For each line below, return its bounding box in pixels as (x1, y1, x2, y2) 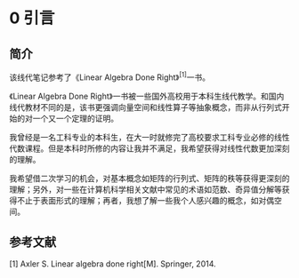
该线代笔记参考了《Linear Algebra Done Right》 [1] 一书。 (9, 70, 211, 83)
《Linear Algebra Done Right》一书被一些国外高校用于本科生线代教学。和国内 (9, 91, 285, 101)
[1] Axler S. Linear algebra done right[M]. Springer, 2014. (9, 258, 216, 269)
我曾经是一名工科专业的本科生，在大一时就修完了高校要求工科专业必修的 (9, 131, 274, 142)
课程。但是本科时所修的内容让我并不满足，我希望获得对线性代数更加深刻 (24, 143, 290, 154)
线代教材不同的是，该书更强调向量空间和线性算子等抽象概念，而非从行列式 (9, 101, 282, 112)
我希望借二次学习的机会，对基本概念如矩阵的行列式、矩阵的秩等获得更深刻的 (9, 172, 290, 183)
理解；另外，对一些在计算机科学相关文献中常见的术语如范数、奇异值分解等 (9, 184, 282, 195)
